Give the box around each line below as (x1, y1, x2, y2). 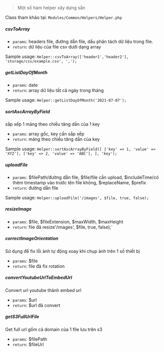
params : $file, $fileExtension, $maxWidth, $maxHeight (12, 218, 123, 225)
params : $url (12, 297, 37, 303)
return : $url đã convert (12, 302, 60, 308)
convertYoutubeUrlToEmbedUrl (5, 274, 72, 280)
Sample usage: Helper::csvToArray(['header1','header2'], (5, 53, 129, 60)
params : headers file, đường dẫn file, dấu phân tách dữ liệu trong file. (12, 38, 153, 45)
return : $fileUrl (12, 341, 44, 347)
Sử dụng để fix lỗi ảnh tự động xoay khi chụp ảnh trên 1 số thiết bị (5, 248, 140, 254)
